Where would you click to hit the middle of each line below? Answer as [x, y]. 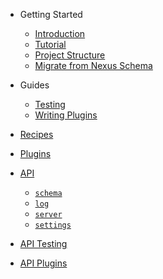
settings [53, 225]
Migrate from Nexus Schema [93, 65]
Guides [34, 85]
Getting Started [51, 14]
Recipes [36, 134]
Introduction [60, 33]
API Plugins [43, 263]
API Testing [43, 243]
